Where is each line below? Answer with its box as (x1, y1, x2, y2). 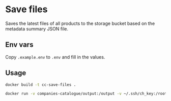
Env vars (5, 41, 34, 49)
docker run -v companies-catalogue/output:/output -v (5, 91, 122, 96)
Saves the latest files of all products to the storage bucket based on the (5, 20, 155, 26)
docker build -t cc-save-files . (5, 82, 76, 87)
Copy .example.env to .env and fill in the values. (5, 54, 105, 60)
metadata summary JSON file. (5, 25, 69, 31)
